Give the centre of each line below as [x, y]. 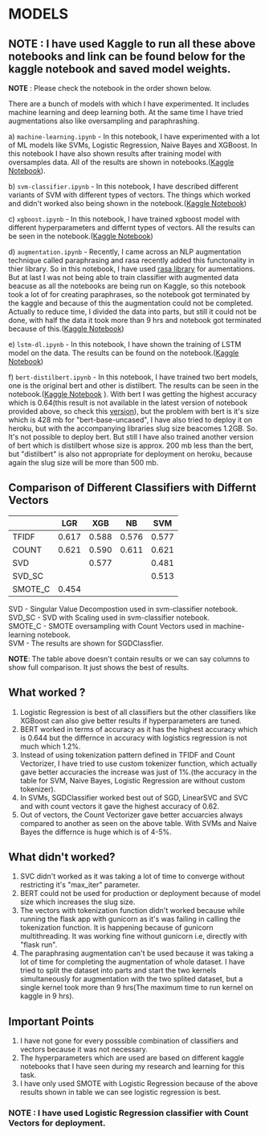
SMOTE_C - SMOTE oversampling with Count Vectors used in [110, 626]
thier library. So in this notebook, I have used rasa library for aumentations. [132, 269]
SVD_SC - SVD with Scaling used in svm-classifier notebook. [109, 618]
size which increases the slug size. [77, 902]
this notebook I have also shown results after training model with [115, 153]
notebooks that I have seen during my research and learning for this [132, 1067]
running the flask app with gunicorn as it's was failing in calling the [130, 919]
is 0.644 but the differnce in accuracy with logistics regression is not [133, 737]
